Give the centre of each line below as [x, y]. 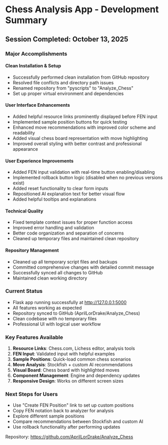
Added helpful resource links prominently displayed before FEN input [85, 116]
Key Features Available [34, 337]
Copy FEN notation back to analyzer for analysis [63, 411]
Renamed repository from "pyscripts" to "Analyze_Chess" [73, 88]
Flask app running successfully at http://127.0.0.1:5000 [69, 302]
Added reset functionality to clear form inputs [60, 189]
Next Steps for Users [32, 394]
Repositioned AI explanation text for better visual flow [69, 194]
